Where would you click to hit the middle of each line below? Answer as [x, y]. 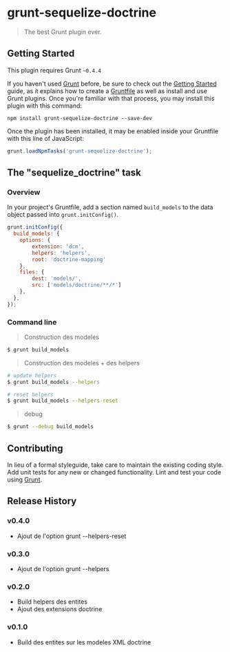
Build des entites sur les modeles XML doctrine [84, 642]
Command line [32, 322]
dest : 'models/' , [56, 279]
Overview [24, 192]
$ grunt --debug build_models [51, 427]
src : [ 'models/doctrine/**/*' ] [77, 285]
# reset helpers [30, 394]
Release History [42, 501]
